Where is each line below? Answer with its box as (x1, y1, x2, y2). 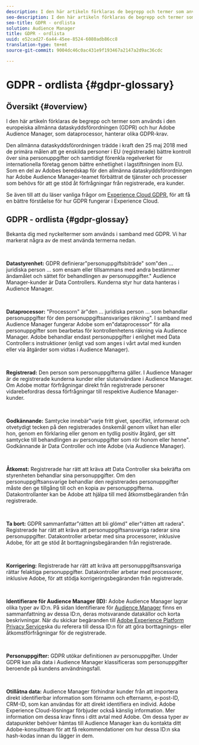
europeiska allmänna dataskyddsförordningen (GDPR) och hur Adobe (6, 124, 175, 131)
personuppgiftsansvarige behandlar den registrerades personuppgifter (6, 478, 179, 485)
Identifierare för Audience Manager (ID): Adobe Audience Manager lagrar (6, 598, 188, 605)
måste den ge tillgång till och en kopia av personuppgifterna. (6, 484, 154, 491)
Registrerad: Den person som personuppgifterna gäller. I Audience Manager (6, 369, 193, 376)
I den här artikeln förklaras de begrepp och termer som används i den (6, 117, 176, 125)
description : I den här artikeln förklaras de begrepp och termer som (6, 8, 184, 15)
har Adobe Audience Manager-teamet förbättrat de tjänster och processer (6, 173, 188, 180)
